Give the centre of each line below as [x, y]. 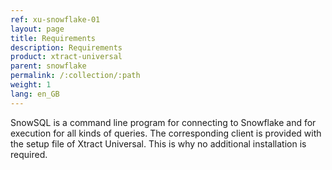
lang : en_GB [35, 94]
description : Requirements [66, 47]
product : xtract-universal [66, 57]
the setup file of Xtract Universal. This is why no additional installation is [158, 143]
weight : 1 [31, 85]
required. [29, 154]
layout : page [37, 29]
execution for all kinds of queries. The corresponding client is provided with [166, 133]
